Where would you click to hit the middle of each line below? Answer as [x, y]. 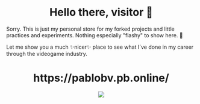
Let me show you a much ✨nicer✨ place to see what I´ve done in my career [100, 47]
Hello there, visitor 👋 [101, 12]
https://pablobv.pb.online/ [101, 78]
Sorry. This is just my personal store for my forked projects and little [90, 29]
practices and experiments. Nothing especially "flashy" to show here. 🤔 [95, 35]
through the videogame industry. [47, 54]
